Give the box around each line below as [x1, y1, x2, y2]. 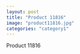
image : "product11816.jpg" [6, 20, 75, 26]
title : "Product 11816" [6, 14, 67, 20]
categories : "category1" [6, 25, 69, 32]
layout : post [6, 8, 39, 15]
